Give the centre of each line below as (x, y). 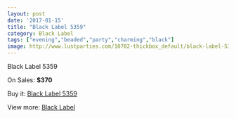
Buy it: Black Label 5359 (42, 93)
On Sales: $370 (30, 80)
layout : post (26, 14)
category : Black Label (40, 33)
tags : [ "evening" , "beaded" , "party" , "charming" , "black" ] (91, 40)
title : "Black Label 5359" (47, 27)
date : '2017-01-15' (36, 20)
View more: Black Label (41, 107)
